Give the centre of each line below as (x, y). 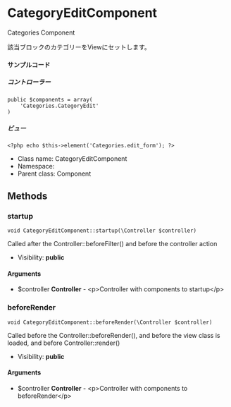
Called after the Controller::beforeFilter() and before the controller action (112, 244)
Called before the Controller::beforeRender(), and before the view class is (114, 335)
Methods (27, 196)
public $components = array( (50, 99)
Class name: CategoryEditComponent (72, 159)
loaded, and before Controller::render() (64, 343)
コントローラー (29, 82)
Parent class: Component (54, 174)
